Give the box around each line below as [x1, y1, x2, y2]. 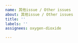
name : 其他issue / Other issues [5, 7, 71, 12]
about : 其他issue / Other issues [5, 12, 73, 17]
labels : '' [5, 21, 28, 26]
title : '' [5, 16, 26, 21]
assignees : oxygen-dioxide [5, 26, 61, 31]
